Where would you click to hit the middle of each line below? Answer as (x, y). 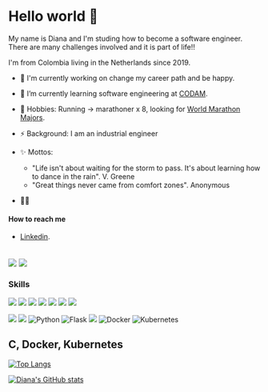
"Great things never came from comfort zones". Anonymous (131, 185)
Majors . (32, 117)
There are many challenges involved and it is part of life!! (102, 46)
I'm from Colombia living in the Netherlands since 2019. (100, 62)
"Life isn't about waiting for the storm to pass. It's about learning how (146, 168)
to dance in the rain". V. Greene (83, 176)
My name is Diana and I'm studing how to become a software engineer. (126, 38)
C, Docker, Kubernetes (66, 344)
